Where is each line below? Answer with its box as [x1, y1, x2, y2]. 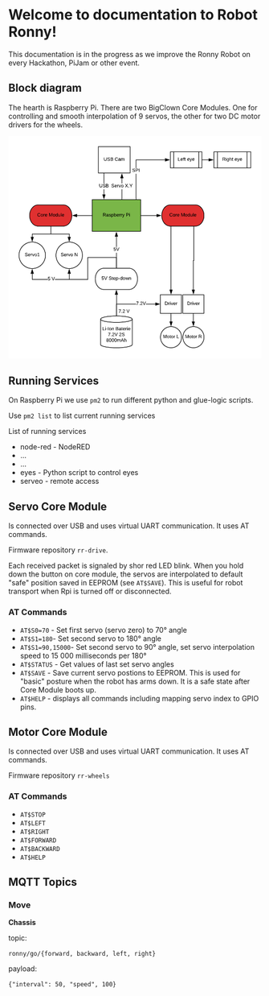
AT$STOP [19, 811, 46, 819]
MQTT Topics [8, 875, 78, 889]
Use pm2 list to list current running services [8, 411, 156, 420]
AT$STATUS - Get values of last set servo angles [19, 659, 174, 669]
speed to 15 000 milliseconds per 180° [19, 651, 147, 660]
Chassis [8, 918, 36, 928]
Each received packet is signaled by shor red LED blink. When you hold [8, 561, 244, 571]
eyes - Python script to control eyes [19, 468, 139, 477]
